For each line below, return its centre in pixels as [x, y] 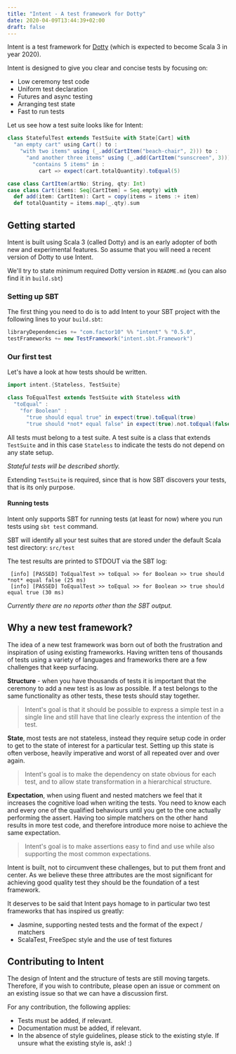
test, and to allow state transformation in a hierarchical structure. [118, 782]
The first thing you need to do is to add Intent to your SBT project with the [114, 312]
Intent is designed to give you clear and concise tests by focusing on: [108, 68]
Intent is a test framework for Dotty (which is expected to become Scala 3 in [117, 47]
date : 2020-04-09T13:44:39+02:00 [56, 20]
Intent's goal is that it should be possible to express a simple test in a [124, 709]
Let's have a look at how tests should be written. [77, 372]
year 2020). [24, 54]
